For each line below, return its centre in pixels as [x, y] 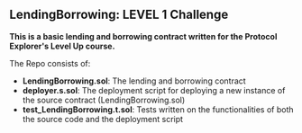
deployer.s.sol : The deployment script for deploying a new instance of [154, 90]
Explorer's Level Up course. [62, 46]
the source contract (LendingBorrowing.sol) [104, 100]
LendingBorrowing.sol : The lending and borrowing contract [134, 81]
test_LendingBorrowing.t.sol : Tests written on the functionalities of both [158, 109]
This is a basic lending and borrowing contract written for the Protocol [143, 36]
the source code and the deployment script [102, 119]
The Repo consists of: [50, 63]
